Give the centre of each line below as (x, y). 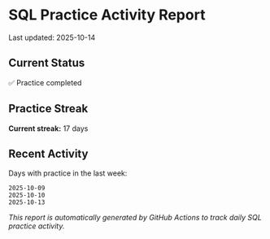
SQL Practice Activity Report (107, 15)
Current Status (47, 63)
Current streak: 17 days (48, 128)
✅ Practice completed (45, 82)
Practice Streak (48, 109)
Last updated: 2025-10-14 (52, 37)
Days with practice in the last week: (68, 173)
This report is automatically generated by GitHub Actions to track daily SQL (135, 218)
